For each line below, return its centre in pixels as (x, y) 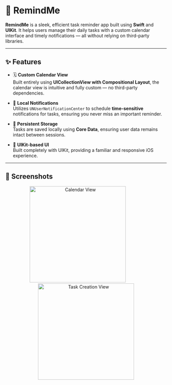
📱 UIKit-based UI (31, 145)
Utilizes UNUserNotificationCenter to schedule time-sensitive (78, 108)
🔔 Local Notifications (36, 103)
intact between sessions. (39, 134)
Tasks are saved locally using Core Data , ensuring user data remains (85, 129)
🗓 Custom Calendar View (40, 74)
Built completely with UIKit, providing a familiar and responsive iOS (83, 150)
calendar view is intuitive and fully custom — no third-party (75, 87)
